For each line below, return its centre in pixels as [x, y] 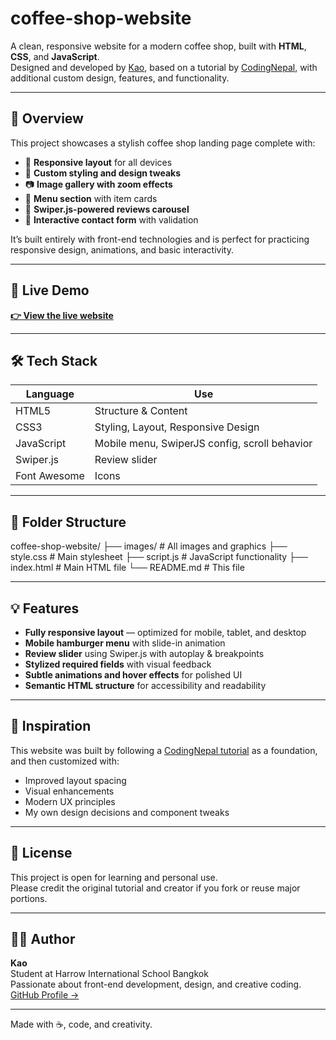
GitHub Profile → [45, 995]
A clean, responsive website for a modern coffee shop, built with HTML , [158, 46]
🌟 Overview [47, 118]
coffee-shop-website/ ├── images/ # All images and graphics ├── [149, 546]
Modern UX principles [70, 801]
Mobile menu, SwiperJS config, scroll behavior [203, 444]
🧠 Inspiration [51, 726]
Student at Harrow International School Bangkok [109, 974]
